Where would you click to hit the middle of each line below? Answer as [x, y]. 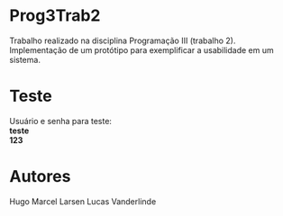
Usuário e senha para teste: [61, 121]
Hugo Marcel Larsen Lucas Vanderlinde [83, 201]
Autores [40, 177]
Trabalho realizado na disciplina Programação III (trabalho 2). [123, 40]
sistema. [25, 59]
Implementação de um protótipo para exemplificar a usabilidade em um [142, 49]
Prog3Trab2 [55, 16]
